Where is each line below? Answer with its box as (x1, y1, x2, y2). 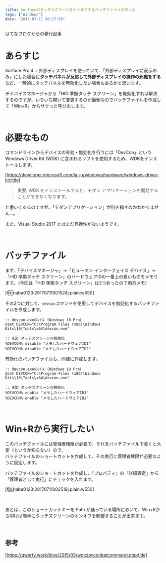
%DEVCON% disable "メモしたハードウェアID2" (5, 347, 91, 352)
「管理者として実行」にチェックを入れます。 (5, 476, 96, 482)
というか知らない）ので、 (13, 447, 66, 453)
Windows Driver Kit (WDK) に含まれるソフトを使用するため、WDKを (5, 155, 145, 162)
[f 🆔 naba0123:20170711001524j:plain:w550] (5, 290, 94, 296)
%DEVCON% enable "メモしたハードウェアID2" (5, 396, 89, 401)
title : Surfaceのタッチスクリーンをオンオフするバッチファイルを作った (5, 7, 136, 12)
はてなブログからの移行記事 (5, 31, 62, 37)
